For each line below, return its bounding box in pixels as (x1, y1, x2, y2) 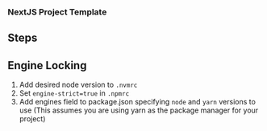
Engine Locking (7, 59, 87, 72)
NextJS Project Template (7, 6, 107, 18)
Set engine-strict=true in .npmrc (19, 88, 130, 98)
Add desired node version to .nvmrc (19, 80, 138, 90)
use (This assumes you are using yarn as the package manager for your (19, 105, 259, 115)
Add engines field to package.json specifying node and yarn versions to (19, 97, 256, 107)
